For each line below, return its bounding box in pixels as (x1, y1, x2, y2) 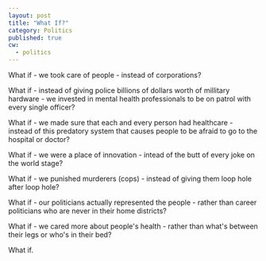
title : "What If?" (8, 19, 69, 27)
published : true (8, 33, 62, 42)
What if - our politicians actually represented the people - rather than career (8, 198, 257, 207)
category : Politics (8, 26, 73, 34)
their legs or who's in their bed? (8, 230, 112, 239)
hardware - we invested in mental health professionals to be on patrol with (8, 94, 252, 103)
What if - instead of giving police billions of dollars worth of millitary (8, 86, 230, 95)
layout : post (8, 11, 52, 20)
